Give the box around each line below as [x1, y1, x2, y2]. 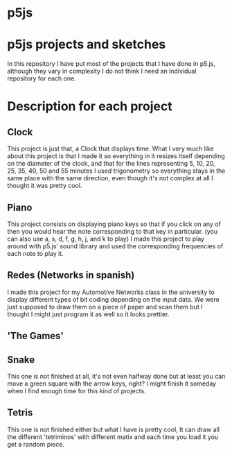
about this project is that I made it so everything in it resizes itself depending [7, 152, 225, 160]
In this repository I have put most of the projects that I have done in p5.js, [7, 60, 216, 68]
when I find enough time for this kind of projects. [7, 386, 147, 395]
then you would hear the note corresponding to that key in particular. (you [7, 227, 218, 235]
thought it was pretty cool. [7, 182, 82, 190]
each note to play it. [7, 249, 64, 257]
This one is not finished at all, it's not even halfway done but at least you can [7, 372, 226, 380]
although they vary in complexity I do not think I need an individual [7, 67, 197, 76]
